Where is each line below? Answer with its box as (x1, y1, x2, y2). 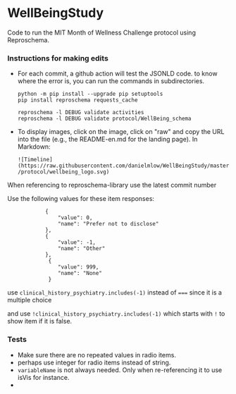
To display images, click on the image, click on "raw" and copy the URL (17, 128, 225, 136)
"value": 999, (57, 264, 99, 271)
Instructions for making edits (7, 53, 109, 63)
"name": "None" (57, 270, 102, 277)
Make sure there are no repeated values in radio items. (17, 350, 176, 359)
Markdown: (17, 142, 51, 151)
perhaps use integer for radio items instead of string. (17, 358, 171, 367)
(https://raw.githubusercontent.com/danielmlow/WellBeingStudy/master (17, 162, 230, 170)
